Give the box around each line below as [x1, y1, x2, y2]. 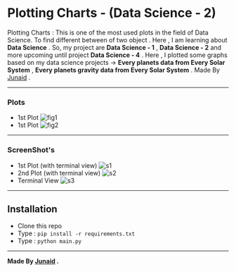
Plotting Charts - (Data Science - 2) [7, 5, 216, 21]
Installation [7, 203, 58, 215]
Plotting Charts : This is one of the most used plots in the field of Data [7, 28, 209, 37]
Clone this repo [17, 222, 62, 230]
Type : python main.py [17, 237, 82, 245]
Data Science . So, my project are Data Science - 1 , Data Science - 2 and [7, 43, 222, 51]
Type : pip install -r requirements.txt [17, 229, 136, 237]
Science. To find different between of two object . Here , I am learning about [7, 35, 228, 44]
